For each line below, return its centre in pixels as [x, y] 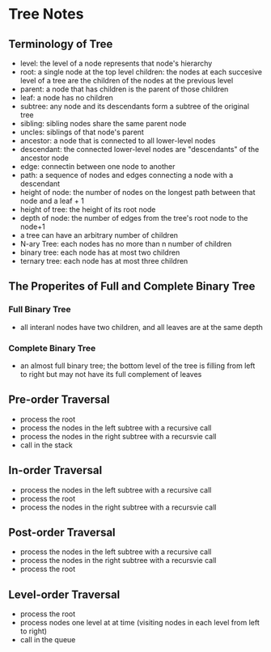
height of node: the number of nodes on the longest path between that [138, 192]
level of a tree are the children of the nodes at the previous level [127, 80]
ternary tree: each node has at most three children [104, 261]
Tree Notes [46, 14]
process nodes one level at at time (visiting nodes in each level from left [140, 623]
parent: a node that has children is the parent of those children [124, 89]
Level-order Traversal [64, 594]
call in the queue [48, 640]
